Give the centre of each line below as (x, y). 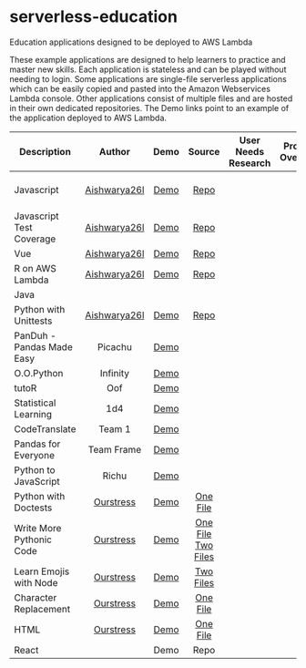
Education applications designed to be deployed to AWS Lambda (131, 42)
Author (114, 151)
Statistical (35, 403)
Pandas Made (43, 346)
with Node (36, 582)
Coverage (35, 239)
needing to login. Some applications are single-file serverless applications (148, 78)
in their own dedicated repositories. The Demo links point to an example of (149, 108)
